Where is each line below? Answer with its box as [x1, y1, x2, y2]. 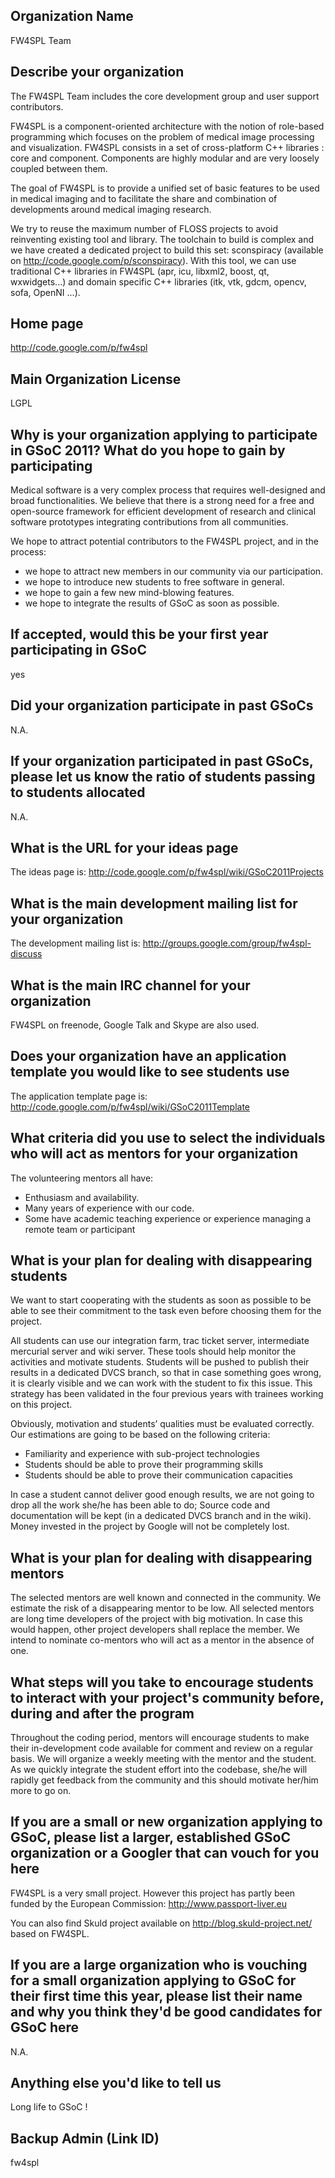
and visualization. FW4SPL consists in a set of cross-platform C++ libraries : [10, 141, 325, 153]
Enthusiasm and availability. [24, 1191, 140, 1203]
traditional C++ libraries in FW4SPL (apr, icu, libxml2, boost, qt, [10, 265, 270, 277]
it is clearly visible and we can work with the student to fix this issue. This [10, 1377, 313, 1389]
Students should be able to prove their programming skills [24, 1459, 264, 1471]
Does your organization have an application [10, 1048, 287, 1065]
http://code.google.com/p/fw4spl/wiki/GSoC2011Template [10, 1100, 251, 1113]
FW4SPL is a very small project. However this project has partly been [10, 1887, 296, 1899]
